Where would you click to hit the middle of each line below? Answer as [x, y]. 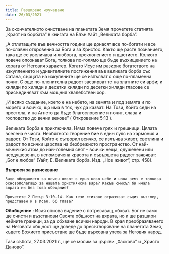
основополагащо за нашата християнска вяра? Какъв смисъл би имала [78, 183]
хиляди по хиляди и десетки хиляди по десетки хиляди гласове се [77, 87]
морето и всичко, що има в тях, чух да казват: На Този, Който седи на [81, 107]
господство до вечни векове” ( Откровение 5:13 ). [59, 118]
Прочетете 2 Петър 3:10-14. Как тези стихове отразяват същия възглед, [82, 197]
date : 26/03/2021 [23, 15]
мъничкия [16, 149]
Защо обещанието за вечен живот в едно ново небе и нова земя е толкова [83, 179]
